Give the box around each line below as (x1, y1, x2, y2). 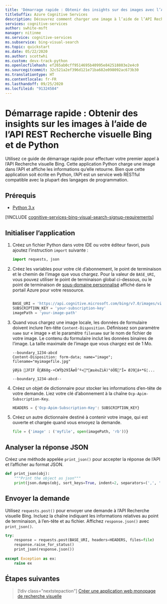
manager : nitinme (5, 30, 41, 35)
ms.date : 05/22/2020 (5, 49, 48, 54)
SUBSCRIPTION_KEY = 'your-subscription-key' (12, 305, 106, 310)
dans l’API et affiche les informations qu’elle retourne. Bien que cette (5, 166, 145, 172)
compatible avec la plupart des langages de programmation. (5, 177, 129, 183)
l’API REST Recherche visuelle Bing (5, 129, 152, 140)
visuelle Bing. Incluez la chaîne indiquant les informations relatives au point (5, 513, 159, 519)
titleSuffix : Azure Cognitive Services (5, 12, 88, 17)
